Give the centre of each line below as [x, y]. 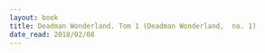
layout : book [34, 18]
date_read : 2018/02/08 [52, 34]
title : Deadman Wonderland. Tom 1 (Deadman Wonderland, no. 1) [133, 26]
